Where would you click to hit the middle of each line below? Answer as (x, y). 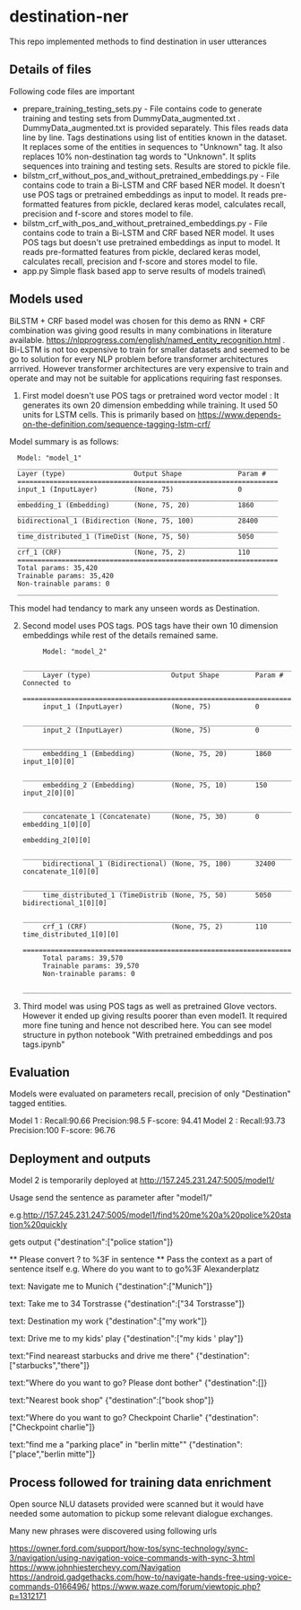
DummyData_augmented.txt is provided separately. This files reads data (155, 128)
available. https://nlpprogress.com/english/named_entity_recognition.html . (147, 339)
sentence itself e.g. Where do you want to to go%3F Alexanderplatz (134, 1269)
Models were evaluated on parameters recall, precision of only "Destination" (150, 1094)
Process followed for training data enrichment (140, 1482)
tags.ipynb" (43, 1044)
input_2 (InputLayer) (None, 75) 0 (151, 730)
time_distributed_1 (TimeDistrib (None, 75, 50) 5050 (157, 895)
